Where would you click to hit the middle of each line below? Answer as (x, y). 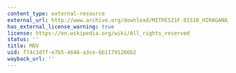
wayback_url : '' (31, 59)
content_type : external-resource (56, 14)
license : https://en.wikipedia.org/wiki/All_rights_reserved (99, 33)
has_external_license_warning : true (61, 26)
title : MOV (23, 46)
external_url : (28, 20)
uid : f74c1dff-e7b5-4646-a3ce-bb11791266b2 (72, 53)
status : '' (23, 40)
